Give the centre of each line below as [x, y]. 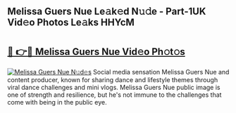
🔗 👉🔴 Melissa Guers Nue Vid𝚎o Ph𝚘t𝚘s [96, 52]
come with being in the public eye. [57, 102]
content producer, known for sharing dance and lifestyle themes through [113, 80]
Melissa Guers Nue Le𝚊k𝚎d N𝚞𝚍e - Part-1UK [107, 12]
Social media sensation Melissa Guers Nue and [161, 72]
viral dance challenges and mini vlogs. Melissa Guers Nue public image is [114, 87]
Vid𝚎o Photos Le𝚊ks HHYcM [71, 23]
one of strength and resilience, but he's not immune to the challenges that [114, 95]
